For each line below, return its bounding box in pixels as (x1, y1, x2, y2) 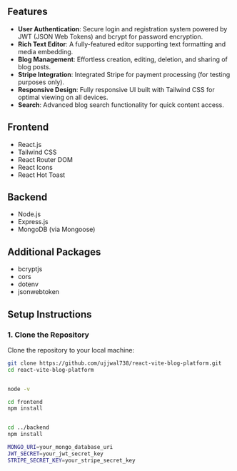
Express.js (17, 218, 49, 226)
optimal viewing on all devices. (17, 93, 109, 101)
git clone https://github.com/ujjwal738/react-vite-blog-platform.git (7, 360, 222, 367)
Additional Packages (7, 245, 101, 258)
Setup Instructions (7, 308, 92, 320)
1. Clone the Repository (7, 330, 89, 340)
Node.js (17, 210, 41, 218)
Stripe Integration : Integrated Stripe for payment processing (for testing (17, 70, 231, 78)
